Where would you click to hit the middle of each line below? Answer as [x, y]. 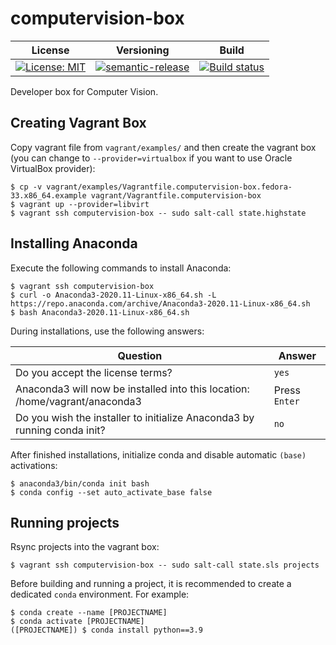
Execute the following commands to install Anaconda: [121, 268]
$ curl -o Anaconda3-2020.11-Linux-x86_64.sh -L [113, 295]
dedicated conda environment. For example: [100, 594]
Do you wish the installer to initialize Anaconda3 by [135, 417]
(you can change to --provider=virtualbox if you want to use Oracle [151, 158]
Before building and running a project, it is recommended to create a [151, 584]
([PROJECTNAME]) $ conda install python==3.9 [106, 630]
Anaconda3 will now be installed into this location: [132, 389]
